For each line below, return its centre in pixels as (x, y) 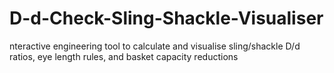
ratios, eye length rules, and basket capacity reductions (124, 56)
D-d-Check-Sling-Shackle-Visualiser (166, 18)
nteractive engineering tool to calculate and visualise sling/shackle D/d (155, 46)
